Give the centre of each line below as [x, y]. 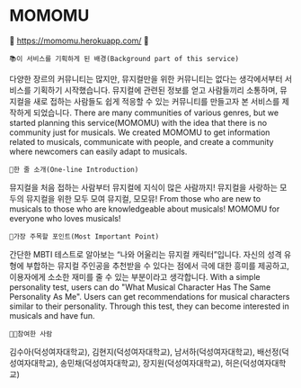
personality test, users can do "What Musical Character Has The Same [140, 287]
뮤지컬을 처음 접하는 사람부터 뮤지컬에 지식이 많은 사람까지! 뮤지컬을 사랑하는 [144, 187]
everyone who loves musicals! [65, 218]
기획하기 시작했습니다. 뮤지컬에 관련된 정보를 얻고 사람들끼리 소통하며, [155, 90]
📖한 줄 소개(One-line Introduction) [74, 169]
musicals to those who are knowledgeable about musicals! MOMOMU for [145, 209]
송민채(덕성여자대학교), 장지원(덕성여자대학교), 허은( [151, 363]
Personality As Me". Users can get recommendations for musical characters [150, 296]
